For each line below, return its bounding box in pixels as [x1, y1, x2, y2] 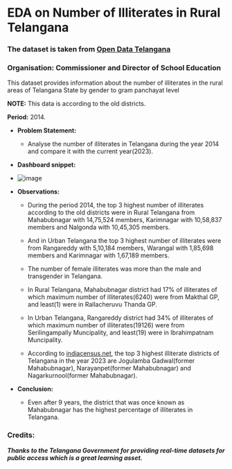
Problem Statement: [17, 126, 77, 135]
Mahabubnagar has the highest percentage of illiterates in [27, 406, 193, 414]
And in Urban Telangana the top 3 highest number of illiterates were [27, 237, 222, 245]
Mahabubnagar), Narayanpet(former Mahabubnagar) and [27, 364, 192, 373]
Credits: [7, 430, 35, 440]
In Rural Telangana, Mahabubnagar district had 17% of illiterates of [27, 286, 217, 294]
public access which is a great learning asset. [7, 453, 143, 462]
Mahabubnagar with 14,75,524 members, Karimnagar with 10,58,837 [27, 216, 222, 224]
